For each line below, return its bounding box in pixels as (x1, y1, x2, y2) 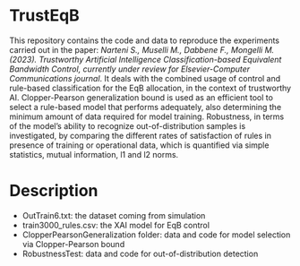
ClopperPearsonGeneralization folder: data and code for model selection (21, 229, 291, 240)
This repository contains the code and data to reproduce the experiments (9, 35, 280, 46)
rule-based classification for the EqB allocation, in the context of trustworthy (9, 82, 292, 93)
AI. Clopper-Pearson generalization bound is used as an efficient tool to (9, 91, 273, 103)
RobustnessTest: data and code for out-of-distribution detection (21, 248, 259, 259)
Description (9, 181, 99, 202)
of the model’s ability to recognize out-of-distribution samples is (9, 120, 246, 131)
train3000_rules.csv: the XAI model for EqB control (21, 219, 210, 230)
